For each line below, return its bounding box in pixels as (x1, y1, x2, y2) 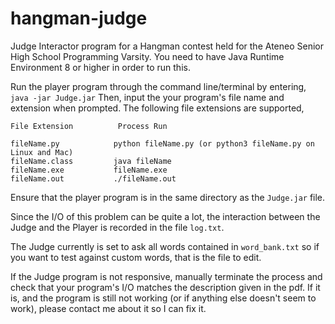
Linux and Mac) (10, 147, 74, 157)
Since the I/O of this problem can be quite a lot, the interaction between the (10, 210, 321, 222)
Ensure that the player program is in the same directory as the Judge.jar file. (10, 191, 326, 203)
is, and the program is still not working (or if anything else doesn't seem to (10, 292, 317, 304)
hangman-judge (10, 7, 148, 30)
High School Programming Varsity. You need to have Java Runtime (10, 50, 285, 62)
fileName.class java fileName (10, 156, 172, 166)
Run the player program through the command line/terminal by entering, (10, 80, 307, 92)
